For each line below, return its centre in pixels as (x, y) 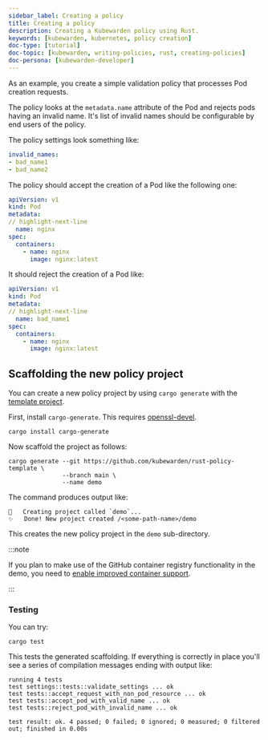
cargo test (26, 642)
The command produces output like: (68, 497)
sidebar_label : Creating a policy (66, 16)
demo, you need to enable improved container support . (99, 573)
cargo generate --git (45, 462)
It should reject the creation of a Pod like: (76, 274)
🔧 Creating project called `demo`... (75, 512)
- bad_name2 (28, 169)
